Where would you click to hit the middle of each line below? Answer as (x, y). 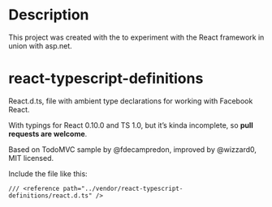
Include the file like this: (48, 173)
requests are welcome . (48, 133)
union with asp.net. (41, 45)
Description (49, 15)
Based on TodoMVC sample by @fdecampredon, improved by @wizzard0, (133, 149)
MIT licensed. (31, 158)
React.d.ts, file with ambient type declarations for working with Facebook (131, 101)
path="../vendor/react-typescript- (123, 188)
